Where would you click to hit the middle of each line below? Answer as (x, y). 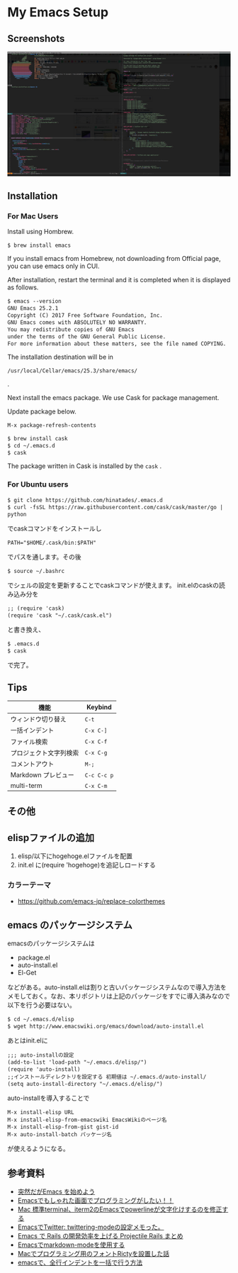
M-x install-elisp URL (41, 1113)
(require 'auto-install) (44, 1069)
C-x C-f (96, 742)
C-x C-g (96, 753)
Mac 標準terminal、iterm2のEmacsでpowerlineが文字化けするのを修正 (120, 1209)
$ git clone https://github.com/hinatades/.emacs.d (85, 500)
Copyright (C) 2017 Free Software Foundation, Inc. (85, 316)
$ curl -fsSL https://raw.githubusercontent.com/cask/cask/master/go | (115, 507)
